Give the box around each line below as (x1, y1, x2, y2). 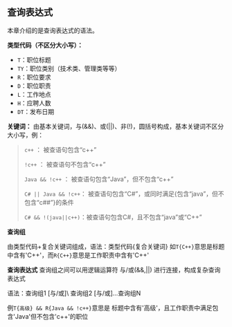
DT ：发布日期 (17, 107, 55, 115)
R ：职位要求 (17, 73, 51, 81)
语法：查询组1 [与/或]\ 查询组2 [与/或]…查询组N (7, 289, 141, 297)
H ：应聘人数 (17, 99, 51, 107)
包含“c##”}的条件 (24, 198, 74, 206)
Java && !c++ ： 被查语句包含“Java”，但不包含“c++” (24, 175, 174, 183)
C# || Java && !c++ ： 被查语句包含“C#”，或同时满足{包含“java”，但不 (24, 189, 224, 198)
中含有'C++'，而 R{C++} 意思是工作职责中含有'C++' (7, 251, 150, 259)
